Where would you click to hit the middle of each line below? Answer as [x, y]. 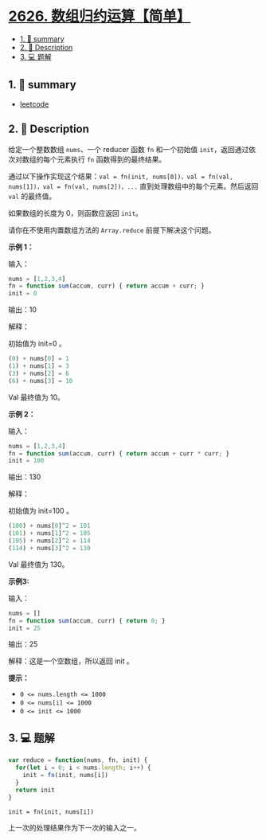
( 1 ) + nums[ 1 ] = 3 [39, 366]
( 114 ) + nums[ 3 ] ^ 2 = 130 [49, 548]
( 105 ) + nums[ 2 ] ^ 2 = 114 [49, 541]
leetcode [34, 104]
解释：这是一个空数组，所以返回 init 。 [71, 661]
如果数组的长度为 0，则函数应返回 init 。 [76, 213]
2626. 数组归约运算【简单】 [100, 16]
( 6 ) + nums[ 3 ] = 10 [41, 381]
